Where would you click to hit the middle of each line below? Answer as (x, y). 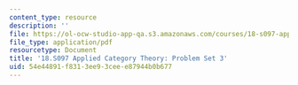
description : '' (39, 26)
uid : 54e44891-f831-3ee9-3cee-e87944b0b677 (91, 67)
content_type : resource (53, 17)
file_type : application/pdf (61, 42)
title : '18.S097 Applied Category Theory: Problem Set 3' (118, 58)
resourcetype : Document (53, 50)
